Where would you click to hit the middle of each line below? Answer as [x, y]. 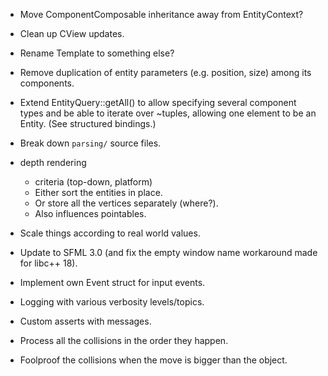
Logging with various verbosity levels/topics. [112, 302]
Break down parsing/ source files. [90, 143]
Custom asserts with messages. [85, 321]
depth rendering [53, 162]
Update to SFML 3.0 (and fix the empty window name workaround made [168, 252]
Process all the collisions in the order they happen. [124, 340]
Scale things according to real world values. [110, 233]
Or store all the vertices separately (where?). [126, 203]
